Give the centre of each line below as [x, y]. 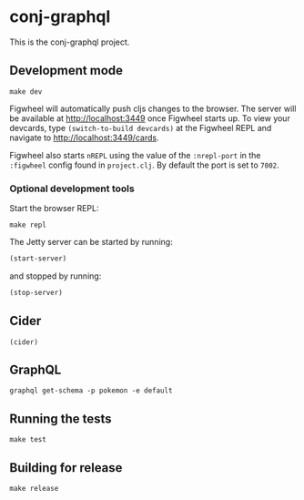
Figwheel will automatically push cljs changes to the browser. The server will [153, 108]
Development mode [66, 71]
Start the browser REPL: [54, 209]
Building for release [66, 468]
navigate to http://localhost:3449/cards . [84, 138]
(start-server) [38, 259]
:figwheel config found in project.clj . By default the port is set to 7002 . [144, 165]
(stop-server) [36, 292]
